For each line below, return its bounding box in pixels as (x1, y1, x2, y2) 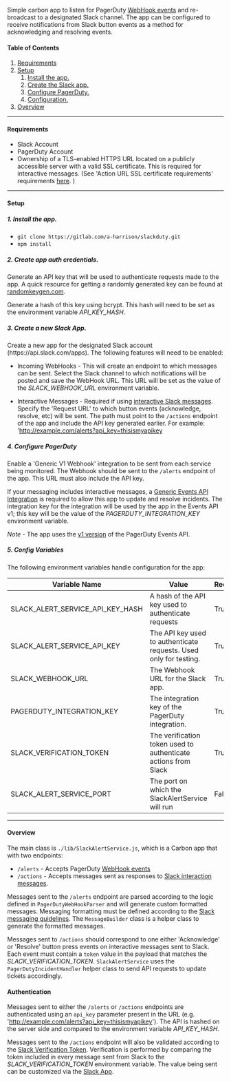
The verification (149, 730, 201, 740)
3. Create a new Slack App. (7, 324, 87, 332)
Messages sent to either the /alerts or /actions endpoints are (7, 1003, 184, 1011)
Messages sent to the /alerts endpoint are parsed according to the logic (7, 893, 214, 901)
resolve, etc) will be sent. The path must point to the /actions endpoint (16, 411, 218, 419)
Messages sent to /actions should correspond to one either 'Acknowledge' (7, 935, 220, 944)
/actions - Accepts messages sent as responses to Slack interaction (16, 872, 212, 880)
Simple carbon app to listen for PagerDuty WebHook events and (7, 6, 189, 14)
